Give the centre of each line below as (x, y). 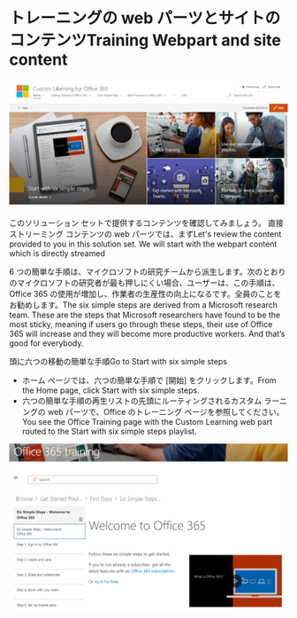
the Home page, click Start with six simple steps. (111, 390)
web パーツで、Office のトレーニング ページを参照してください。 (166, 412)
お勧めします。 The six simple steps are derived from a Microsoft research (144, 305)
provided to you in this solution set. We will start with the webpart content (143, 244)
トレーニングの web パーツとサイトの (145, 18)
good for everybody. (46, 343)
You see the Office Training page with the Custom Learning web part (147, 422)
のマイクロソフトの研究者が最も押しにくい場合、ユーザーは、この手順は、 (145, 283)
